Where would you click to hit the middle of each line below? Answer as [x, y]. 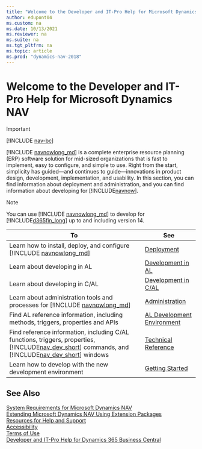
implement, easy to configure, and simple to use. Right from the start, [92, 165]
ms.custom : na [24, 23]
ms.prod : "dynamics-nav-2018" [44, 57]
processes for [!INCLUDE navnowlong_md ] [70, 305]
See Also [23, 393]
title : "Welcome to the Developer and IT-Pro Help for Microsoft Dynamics [102, 12]
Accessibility [22, 427]
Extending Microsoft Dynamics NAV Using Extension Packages [84, 414]
